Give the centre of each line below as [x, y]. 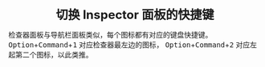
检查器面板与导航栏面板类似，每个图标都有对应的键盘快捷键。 [110, 35]
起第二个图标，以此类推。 [51, 55]
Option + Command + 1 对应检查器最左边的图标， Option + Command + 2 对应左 [132, 45]
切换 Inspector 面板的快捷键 [135, 15]
